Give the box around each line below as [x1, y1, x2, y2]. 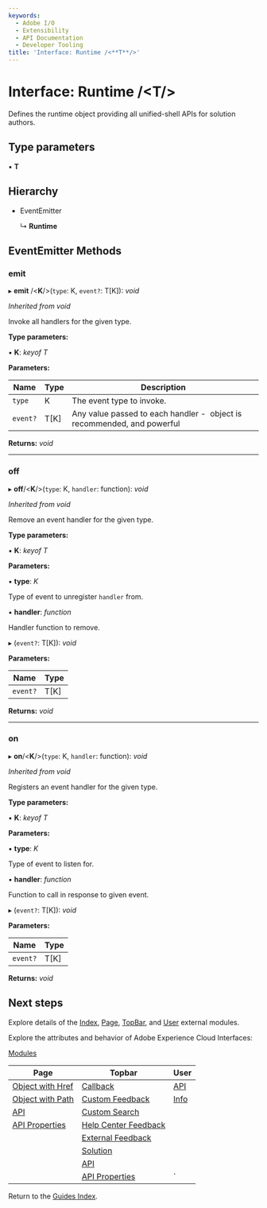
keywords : [8, 11, 41, 20]
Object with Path [12, 1094, 74, 1105]
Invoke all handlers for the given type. [8, 317, 132, 327]
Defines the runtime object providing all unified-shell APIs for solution [8, 109, 236, 118]
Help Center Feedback [81, 1119, 166, 1130]
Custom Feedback [81, 1094, 150, 1105]
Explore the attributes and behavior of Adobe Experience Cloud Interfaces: [8, 1032, 253, 1042]
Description [140, 382, 187, 393]
